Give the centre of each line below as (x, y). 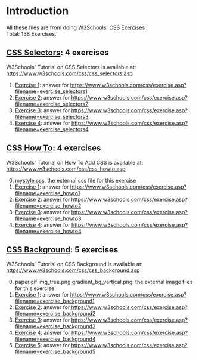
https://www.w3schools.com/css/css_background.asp (73, 270)
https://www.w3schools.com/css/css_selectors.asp (69, 73)
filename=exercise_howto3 (48, 218)
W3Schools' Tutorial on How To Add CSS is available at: (75, 162)
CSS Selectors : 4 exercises (57, 53)
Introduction (38, 11)
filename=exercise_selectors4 (52, 129)
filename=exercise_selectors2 (52, 104)
